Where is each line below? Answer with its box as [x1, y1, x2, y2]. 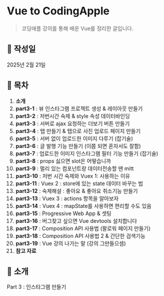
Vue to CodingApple [7, 4, 110, 18]
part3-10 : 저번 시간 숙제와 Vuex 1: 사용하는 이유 [15, 172, 130, 179]
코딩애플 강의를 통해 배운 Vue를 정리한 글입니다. [21, 25, 134, 32]
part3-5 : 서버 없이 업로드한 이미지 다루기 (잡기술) [15, 135, 133, 142]
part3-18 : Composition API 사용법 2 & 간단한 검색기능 [15, 232, 146, 239]
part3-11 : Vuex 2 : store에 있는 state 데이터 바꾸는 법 [15, 180, 143, 187]
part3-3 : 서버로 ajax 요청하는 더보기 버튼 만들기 [15, 120, 130, 127]
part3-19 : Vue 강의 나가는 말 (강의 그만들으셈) [15, 240, 126, 247]
